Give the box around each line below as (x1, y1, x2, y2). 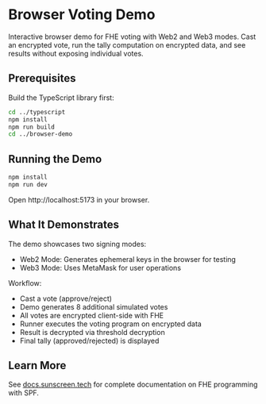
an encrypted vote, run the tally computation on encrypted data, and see (8, 40, 246, 49)
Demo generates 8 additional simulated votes (19, 302, 168, 311)
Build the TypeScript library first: (8, 93, 114, 102)
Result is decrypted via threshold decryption (19, 327, 165, 337)
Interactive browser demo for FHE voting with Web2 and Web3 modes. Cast (8, 32, 256, 41)
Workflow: (8, 278, 42, 287)
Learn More (8, 359, 67, 372)
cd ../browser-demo (8, 130, 73, 138)
